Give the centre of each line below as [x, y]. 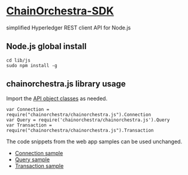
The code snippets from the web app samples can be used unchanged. [94, 141]
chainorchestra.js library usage [66, 84]
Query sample [32, 159]
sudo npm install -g [32, 65]
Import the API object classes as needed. [57, 98]
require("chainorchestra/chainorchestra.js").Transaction [80, 130]
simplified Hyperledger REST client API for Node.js [69, 28]
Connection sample [39, 153]
